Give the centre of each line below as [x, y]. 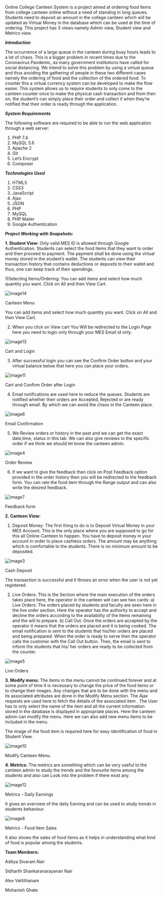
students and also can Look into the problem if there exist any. [67, 775]
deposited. [23, 552]
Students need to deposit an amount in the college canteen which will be [78, 17]
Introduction [18, 43]
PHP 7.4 [20, 138]
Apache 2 [22, 148]
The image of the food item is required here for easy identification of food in [81, 731]
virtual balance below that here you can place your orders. [71, 366]
